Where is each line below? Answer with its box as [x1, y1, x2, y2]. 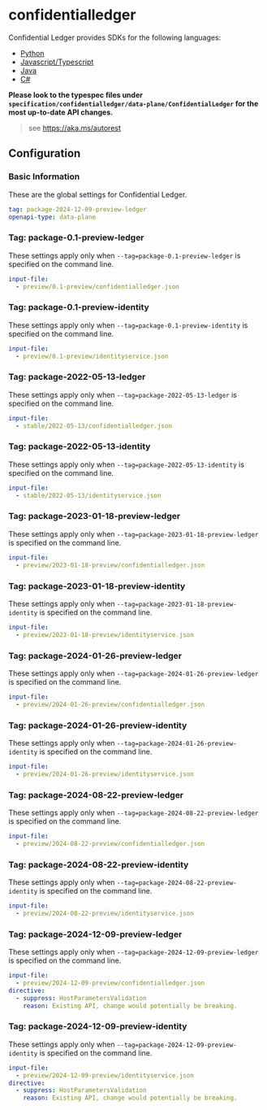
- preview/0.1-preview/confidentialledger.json [15, 282, 180, 290]
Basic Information [8, 171, 80, 182]
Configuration [8, 146, 81, 160]
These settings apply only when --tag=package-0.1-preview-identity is [8, 320, 248, 330]
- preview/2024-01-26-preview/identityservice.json [15, 770, 195, 778]
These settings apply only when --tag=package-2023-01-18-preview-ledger [8, 529, 259, 538]
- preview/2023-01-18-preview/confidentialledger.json [15, 561, 205, 569]
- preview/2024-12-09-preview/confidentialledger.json [15, 979, 205, 987]
